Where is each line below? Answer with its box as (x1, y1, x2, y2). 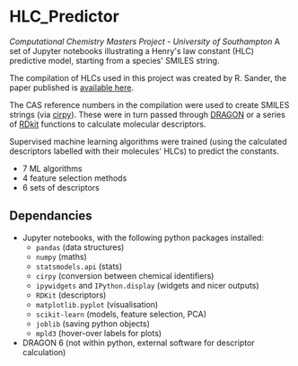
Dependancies (9, 209, 92, 224)
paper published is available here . (9, 82, 135, 93)
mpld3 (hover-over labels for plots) (35, 327, 162, 338)
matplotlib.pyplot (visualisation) (35, 299, 159, 309)
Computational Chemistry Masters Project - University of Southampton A (9, 36, 281, 47)
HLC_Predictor (9, 6, 119, 27)
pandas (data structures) (35, 241, 125, 253)
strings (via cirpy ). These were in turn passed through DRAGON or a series (9, 109, 285, 120)
